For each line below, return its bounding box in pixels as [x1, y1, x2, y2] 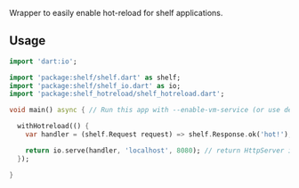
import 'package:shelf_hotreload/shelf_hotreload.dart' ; [9, 89, 225, 99]
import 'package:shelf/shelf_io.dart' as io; [9, 81, 181, 90]
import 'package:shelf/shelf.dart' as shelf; [9, 73, 181, 82]
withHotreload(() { [17, 122, 90, 131]
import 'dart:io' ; [9, 57, 77, 66]
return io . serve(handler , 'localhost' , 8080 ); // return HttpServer [25, 146, 285, 155]
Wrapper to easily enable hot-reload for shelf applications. [9, 8, 223, 18]
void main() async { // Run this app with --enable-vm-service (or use [9, 106, 280, 115]
